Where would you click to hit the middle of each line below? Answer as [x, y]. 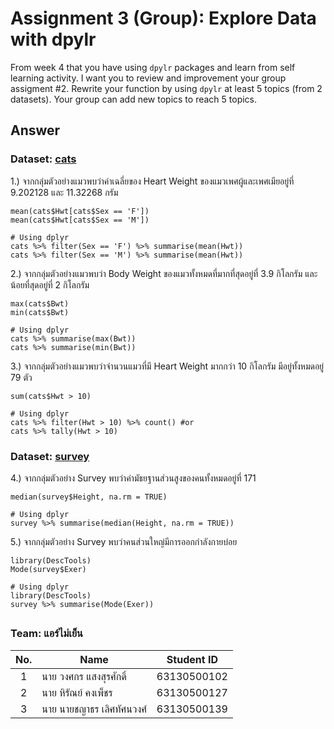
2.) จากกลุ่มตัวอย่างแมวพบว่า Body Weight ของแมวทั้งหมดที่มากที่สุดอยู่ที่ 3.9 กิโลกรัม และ [164, 273]
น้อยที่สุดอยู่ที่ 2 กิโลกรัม [50, 284]
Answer [35, 130]
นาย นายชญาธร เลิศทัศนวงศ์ [94, 709]
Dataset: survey [50, 456]
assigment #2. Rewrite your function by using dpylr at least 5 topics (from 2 [166, 88]
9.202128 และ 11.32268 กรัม [64, 192]
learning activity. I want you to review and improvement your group [148, 78]
